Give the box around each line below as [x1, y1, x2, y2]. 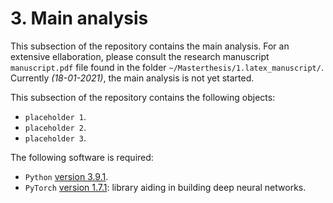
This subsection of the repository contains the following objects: [10, 91, 276, 103]
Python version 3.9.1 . [24, 170, 109, 182]
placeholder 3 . [24, 132, 87, 144]
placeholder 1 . [24, 110, 87, 122]
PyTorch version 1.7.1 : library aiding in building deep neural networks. [24, 181, 307, 193]
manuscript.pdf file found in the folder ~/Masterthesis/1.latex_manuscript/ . [10, 61, 324, 73]
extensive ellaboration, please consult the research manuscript [10, 50, 270, 62]
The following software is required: [10, 151, 154, 163]
